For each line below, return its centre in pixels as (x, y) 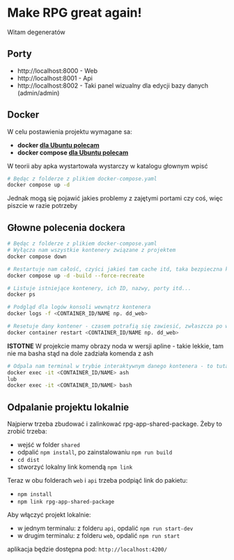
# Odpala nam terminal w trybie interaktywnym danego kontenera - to (110, 366)
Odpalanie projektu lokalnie (68, 407)
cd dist (28, 461)
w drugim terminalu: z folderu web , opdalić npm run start (99, 536)
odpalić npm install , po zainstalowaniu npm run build (95, 452)
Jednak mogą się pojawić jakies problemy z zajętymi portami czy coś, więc (115, 198)
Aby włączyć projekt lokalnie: (49, 515)
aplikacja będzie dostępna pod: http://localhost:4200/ (87, 549)
